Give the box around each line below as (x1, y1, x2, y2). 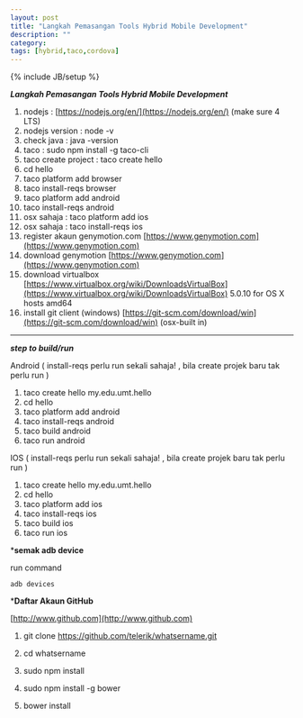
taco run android (22, 435, 85, 446)
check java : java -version (22, 135, 120, 146)
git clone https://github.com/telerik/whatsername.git (22, 631, 218, 641)
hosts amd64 (22, 298, 73, 309)
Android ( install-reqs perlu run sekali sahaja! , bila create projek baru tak (10, 360, 281, 371)
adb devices (10, 580, 55, 589)
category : (10, 38, 48, 48)
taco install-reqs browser (22, 183, 117, 194)
